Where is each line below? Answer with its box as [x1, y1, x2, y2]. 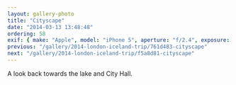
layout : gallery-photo [7, 10, 74, 18]
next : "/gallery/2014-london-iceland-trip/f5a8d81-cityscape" [7, 50, 195, 57]
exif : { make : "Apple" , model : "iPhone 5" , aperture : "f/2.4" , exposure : [7, 37, 230, 44]
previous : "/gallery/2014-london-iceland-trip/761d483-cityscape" [7, 43, 208, 50]
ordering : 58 [7, 30, 46, 38]
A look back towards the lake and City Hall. [7, 69, 133, 78]
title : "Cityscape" [7, 17, 65, 24]
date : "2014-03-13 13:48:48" [7, 23, 94, 30]
